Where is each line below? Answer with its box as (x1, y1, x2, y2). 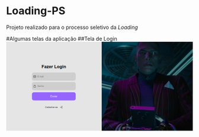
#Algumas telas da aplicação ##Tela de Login (6, 35, 117, 42)
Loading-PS (6, 4, 66, 18)
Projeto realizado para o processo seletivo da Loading (6, 24, 138, 31)
